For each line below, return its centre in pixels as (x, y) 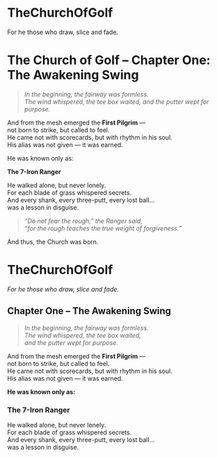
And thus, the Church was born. (53, 242)
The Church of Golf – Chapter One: (109, 60)
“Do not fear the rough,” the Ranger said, (83, 221)
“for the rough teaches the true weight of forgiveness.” (103, 228)
